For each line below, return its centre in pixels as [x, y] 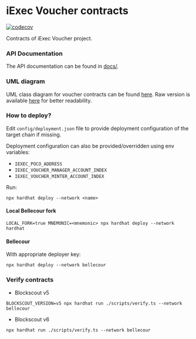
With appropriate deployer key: [43, 254]
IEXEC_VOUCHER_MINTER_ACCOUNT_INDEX [59, 176]
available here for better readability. [49, 100]
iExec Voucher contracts [67, 11]
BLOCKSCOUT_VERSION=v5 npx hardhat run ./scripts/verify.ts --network [94, 303]
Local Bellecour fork [31, 211]
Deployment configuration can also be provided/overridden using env [90, 146]
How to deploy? [29, 115]
